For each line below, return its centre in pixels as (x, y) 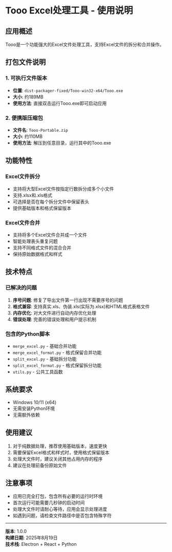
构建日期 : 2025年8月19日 (31, 538)
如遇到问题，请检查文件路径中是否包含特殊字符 (62, 515)
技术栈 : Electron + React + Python (41, 544)
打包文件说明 (26, 62)
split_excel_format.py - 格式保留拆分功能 (57, 365)
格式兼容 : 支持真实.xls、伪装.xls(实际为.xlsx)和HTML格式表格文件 (81, 306)
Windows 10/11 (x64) (35, 402)
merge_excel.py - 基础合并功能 (45, 346)
